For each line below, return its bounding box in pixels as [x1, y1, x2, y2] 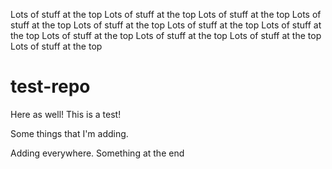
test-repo [10, 75, 91, 98]
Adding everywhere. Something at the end [10, 147, 185, 159]
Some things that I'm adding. [10, 127, 129, 139]
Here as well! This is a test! [10, 108, 122, 120]
